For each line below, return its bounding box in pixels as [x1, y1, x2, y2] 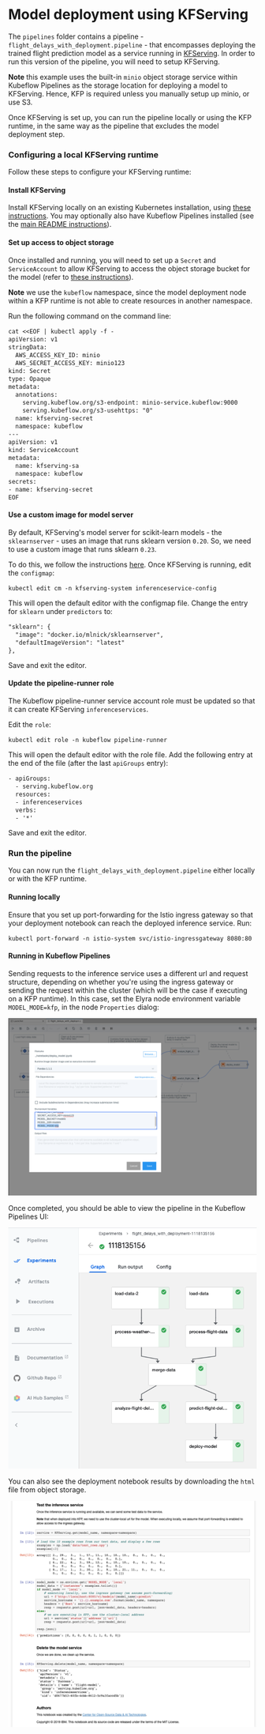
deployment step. [8, 129, 65, 139]
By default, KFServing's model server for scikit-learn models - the [8, 527, 222, 537]
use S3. [8, 97, 33, 107]
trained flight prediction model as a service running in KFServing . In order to [8, 48, 256, 58]
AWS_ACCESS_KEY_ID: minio [15, 351, 101, 359]
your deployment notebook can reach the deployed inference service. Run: [8, 918, 252, 928]
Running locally [8, 892, 61, 902]
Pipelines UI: [8, 1212, 49, 1222]
